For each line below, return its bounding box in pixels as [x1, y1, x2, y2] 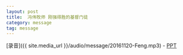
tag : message [6, 25, 39, 31]
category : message [6, 20, 52, 25]
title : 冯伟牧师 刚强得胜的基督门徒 [6, 14, 88, 20]
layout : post [6, 8, 39, 15]
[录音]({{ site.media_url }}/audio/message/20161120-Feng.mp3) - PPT [6, 42, 177, 49]
